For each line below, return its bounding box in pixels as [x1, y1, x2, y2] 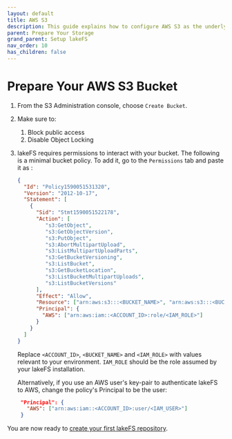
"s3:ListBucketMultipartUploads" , [45, 273, 145, 280]
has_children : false [7, 49, 67, 56]
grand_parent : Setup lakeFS [7, 36, 88, 43]
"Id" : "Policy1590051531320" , [23, 183, 110, 190]
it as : [17, 163, 33, 171]
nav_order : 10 [7, 42, 48, 49]
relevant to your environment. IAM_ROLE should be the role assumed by [17, 357, 217, 366]
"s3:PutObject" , [45, 234, 92, 242]
